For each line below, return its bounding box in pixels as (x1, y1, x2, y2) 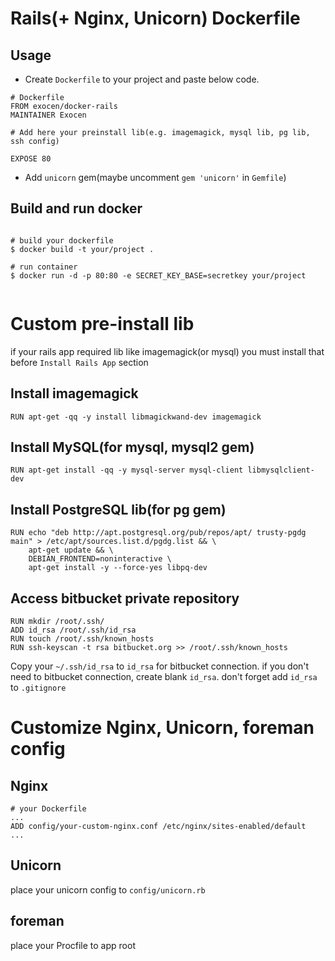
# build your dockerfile (10, 235, 114, 246)
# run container (10, 262, 78, 272)
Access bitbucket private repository (10, 590, 240, 607)
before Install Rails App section (10, 356, 149, 368)
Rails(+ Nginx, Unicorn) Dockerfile (10, 7, 301, 30)
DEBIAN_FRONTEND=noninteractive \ (28, 554, 172, 564)
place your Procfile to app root (10, 939, 136, 951)
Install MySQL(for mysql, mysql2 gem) (10, 438, 255, 456)
